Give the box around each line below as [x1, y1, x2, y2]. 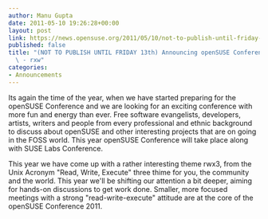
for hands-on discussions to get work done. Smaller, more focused [8, 184, 228, 194]
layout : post [8, 26, 52, 34]
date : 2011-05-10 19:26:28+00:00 [8, 19, 120, 27]
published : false [8, 41, 66, 49]
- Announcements [8, 71, 62, 79]
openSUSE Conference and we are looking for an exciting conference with [8, 101, 253, 111]
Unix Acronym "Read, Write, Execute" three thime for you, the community [8, 167, 250, 177]
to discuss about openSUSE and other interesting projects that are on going [8, 127, 257, 136]
